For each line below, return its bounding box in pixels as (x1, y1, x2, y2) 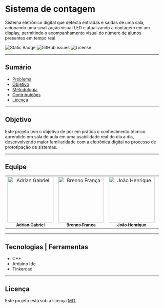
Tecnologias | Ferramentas (5, 243, 89, 251)
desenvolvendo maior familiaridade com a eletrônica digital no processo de (5, 139, 156, 145)
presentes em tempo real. (5, 35, 57, 41)
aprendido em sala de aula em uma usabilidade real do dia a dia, (5, 134, 134, 139)
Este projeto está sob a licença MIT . (5, 298, 77, 303)
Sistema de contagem (5, 3, 96, 15)
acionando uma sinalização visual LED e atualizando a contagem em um (5, 24, 150, 30)
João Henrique (117, 222, 146, 228)
